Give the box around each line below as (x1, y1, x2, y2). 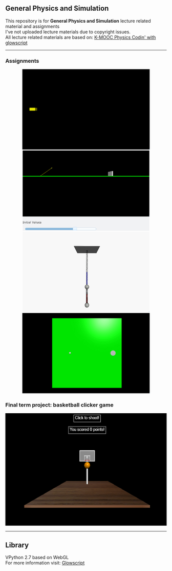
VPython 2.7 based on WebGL (5, 555, 69, 561)
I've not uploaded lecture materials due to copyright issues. (5, 28, 131, 35)
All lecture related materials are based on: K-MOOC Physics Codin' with (5, 34, 156, 40)
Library (5, 541, 29, 549)
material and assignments (5, 23, 60, 29)
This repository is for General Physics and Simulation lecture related (5, 17, 151, 24)
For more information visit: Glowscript (5, 560, 85, 566)
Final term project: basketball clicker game (5, 401, 114, 409)
